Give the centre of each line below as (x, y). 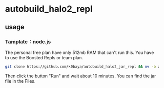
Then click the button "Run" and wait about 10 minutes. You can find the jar (81, 76)
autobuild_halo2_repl (49, 9)
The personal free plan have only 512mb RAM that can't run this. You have (80, 53)
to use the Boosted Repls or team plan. (44, 57)
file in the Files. (20, 81)
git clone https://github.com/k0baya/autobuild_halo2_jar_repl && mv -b (81, 67)
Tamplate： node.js (28, 41)
